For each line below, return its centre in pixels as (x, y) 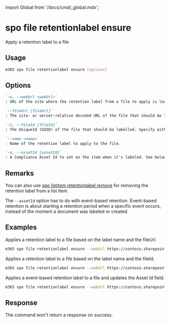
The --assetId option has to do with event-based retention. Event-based (81, 201)
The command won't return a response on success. (59, 315)
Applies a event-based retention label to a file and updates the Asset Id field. (85, 278)
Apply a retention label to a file (37, 42)
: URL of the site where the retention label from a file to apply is (81, 102)
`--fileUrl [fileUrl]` (29, 111)
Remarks (20, 173)
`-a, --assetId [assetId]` (34, 153)
